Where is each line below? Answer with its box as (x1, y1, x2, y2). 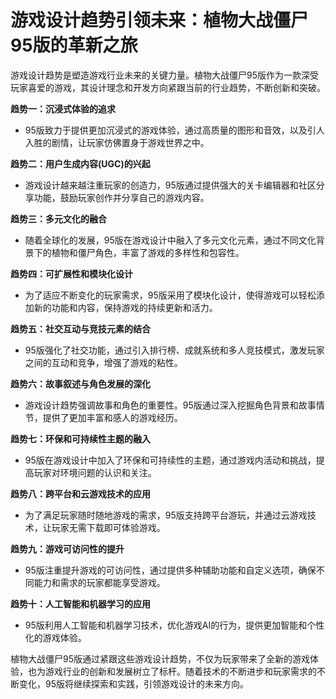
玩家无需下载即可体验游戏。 (51, 521, 166, 533)
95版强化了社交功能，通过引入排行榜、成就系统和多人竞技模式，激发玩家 (24, 344, 325, 356)
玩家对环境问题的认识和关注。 (33, 466, 157, 478)
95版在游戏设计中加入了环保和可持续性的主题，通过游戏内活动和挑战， (24, 454, 317, 466)
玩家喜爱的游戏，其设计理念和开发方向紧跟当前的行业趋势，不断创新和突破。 (10, 81, 326, 93)
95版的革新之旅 (10, 34, 138, 57)
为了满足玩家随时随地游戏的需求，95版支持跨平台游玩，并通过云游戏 (24, 509, 308, 521)
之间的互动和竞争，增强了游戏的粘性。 (24, 356, 183, 368)
